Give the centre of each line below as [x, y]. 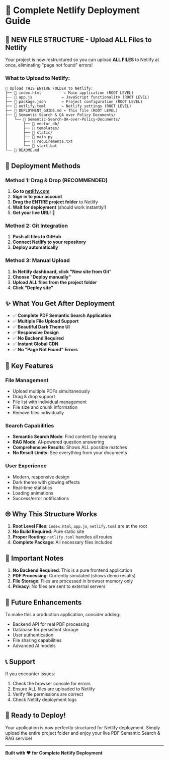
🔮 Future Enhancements [44, 602]
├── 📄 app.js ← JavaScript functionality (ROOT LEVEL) [77, 97]
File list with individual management [50, 402]
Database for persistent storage [46, 630]
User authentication [33, 635]
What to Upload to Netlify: [38, 78]
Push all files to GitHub [37, 237]
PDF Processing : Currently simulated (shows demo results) [74, 576]
